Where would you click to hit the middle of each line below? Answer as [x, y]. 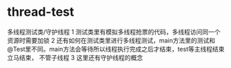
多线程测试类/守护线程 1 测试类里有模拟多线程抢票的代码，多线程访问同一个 [114, 32]
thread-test [41, 12]
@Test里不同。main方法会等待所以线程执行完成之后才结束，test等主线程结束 [116, 49]
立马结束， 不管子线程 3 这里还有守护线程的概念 [75, 57]
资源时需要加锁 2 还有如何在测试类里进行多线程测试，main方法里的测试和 [111, 40]
